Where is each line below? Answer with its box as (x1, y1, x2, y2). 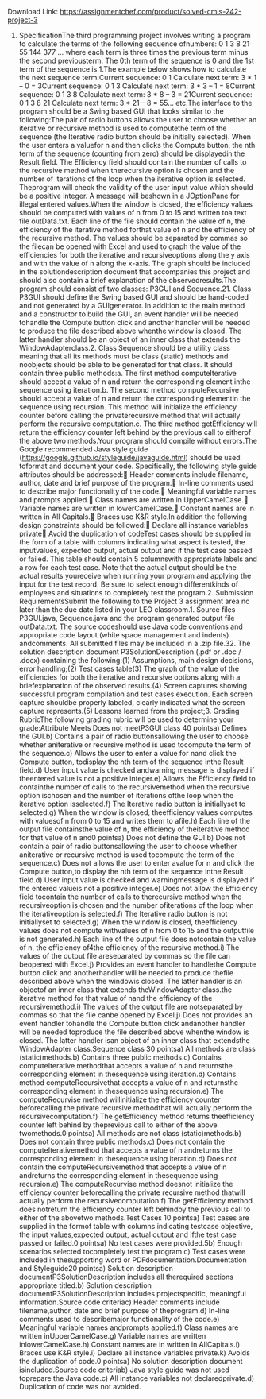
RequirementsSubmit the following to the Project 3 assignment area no (18, 596, 250, 606)
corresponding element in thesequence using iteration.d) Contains (18, 1069, 237, 1079)
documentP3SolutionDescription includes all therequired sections (18, 1272, 233, 1281)
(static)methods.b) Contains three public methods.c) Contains (18, 1052, 222, 1062)
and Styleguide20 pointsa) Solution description (18, 1264, 174, 1273)
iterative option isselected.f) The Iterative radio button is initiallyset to (18, 799, 246, 808)
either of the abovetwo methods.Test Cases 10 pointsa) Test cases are (18, 1213, 249, 1223)
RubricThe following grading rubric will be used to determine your (18, 715, 234, 724)
